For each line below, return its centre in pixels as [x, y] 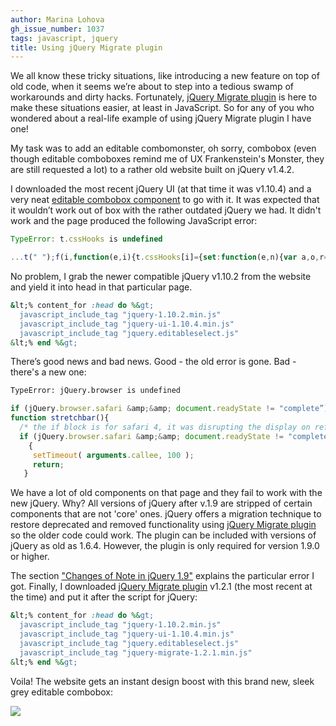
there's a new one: [48, 372]
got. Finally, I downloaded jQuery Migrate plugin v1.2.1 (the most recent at [161, 587]
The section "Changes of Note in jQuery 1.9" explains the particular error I [162, 576]
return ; [48, 464]
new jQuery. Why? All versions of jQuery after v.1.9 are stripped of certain [161, 503]
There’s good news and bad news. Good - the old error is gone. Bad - [153, 362]
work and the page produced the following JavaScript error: [134, 221]
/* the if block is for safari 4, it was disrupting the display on [165, 427]
